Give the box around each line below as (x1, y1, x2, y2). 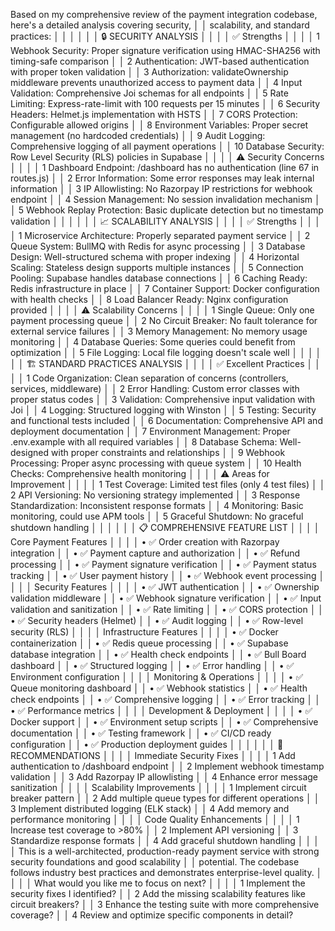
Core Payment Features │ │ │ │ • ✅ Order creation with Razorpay (10, 536, 280, 548)
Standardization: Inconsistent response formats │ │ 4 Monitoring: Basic (10, 500, 304, 511)
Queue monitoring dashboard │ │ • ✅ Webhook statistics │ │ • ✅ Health (10, 682, 308, 694)
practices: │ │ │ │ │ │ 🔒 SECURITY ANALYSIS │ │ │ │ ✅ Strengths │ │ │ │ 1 (10, 30, 320, 42)
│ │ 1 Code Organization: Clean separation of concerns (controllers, (10, 372, 289, 384)
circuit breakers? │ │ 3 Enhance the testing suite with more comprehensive (10, 899, 320, 910)
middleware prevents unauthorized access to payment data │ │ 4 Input (10, 77, 303, 88)
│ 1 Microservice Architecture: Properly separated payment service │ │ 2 (10, 230, 311, 241)
